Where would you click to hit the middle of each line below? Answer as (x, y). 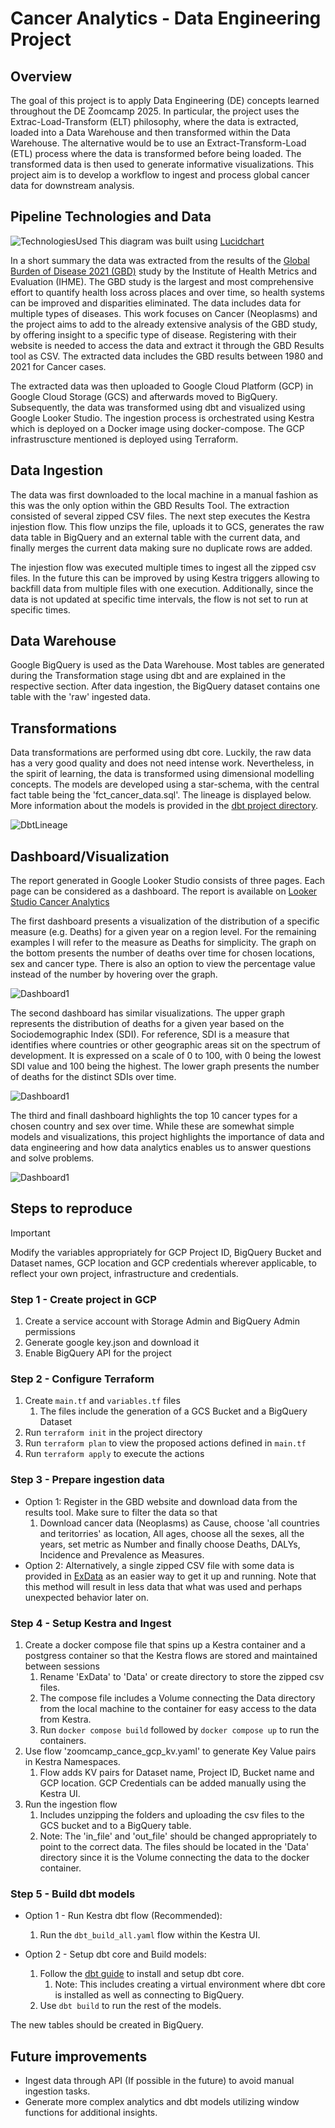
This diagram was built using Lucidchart (182, 241)
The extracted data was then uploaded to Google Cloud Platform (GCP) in (162, 386)
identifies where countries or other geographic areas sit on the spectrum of (165, 1045)
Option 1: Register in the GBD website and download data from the (161, 1501)
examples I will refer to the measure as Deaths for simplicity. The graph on (163, 943)
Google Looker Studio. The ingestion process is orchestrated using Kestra (162, 418)
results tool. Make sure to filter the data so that (121, 1512)
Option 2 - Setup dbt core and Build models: (115, 1954)
